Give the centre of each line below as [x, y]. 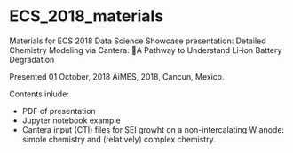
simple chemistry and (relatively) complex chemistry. [119, 139]
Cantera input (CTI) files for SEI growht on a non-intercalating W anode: [153, 129]
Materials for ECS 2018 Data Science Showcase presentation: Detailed [138, 41]
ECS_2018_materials [87, 16]
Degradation [32, 59]
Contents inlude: [39, 94]
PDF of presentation [59, 111]
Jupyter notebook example [71, 120]
